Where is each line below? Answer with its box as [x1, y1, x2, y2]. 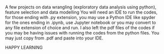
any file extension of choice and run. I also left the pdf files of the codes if [5, 25, 155, 31]
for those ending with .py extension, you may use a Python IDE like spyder [5, 15, 156, 20]
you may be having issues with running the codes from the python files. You [5, 30, 160, 36]
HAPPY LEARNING [5, 45, 43, 50]
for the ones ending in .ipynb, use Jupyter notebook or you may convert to [5, 19, 156, 25]
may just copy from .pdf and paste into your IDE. [5, 35, 103, 41]
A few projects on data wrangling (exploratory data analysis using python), [5, 4, 157, 10]
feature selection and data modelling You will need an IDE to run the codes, [5, 9, 158, 15]
